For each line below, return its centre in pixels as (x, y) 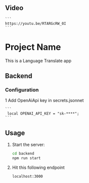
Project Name (33, 47)
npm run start (26, 158)
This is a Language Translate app (38, 61)
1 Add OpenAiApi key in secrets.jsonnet (44, 101)
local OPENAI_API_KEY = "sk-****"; (43, 114)
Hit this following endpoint (38, 167)
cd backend (23, 154)
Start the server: (28, 145)
